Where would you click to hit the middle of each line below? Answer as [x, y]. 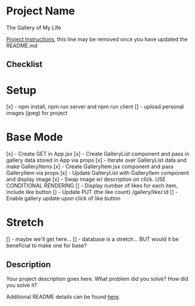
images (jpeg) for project [37, 113]
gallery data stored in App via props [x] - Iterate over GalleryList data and [96, 160]
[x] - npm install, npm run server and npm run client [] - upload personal [95, 107]
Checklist [25, 64]
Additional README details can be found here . [63, 296]
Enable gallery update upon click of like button [63, 198]
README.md [22, 46]
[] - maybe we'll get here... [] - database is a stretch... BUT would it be [93, 239]
